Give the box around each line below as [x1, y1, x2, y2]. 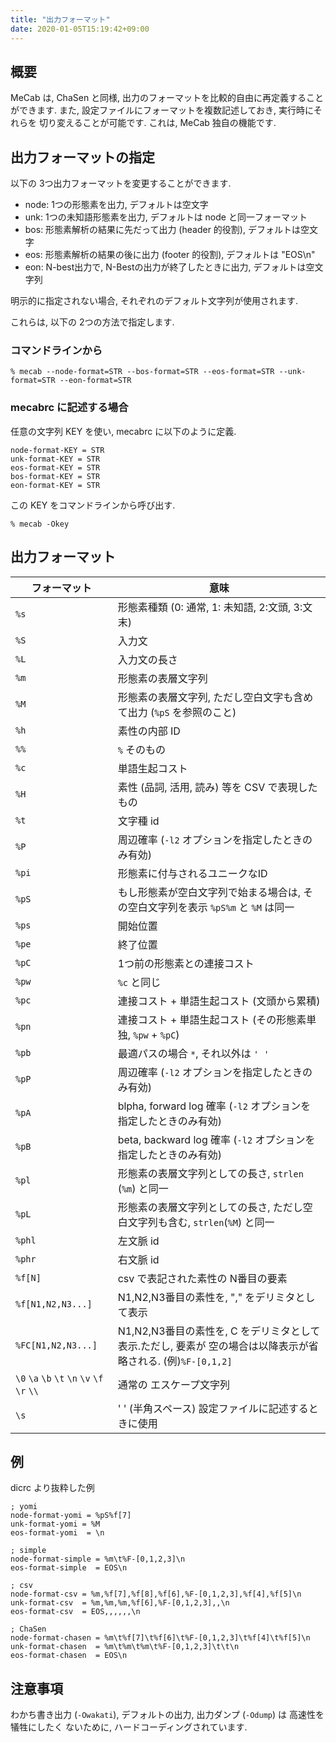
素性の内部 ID [117, 724, 181, 738]
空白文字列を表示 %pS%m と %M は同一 [127, 900, 295, 914]
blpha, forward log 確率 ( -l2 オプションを [117, 1099, 312, 1113]
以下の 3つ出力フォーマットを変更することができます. [10, 177, 232, 190]
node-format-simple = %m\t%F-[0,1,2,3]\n [10, 1554, 186, 1565]
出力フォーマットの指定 [10, 149, 155, 166]
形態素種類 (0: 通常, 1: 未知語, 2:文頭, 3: [117, 600, 303, 614]
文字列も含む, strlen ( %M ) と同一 [127, 1215, 275, 1229]
